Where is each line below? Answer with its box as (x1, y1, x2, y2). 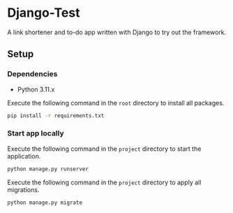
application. (7, 152, 41, 160)
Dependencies (7, 69, 58, 79)
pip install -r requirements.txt (7, 112, 105, 119)
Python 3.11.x (17, 85, 55, 94)
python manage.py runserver (7, 166, 89, 172)
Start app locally (7, 128, 64, 138)
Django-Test (7, 5, 80, 21)
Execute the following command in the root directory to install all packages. (7, 98, 225, 107)
